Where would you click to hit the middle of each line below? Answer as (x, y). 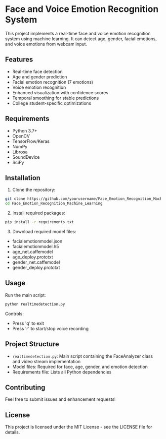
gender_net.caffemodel (36, 262)
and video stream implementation (46, 361)
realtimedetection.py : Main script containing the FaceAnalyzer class (83, 356)
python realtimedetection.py (35, 304)
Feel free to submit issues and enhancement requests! (61, 399)
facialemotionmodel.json (37, 241)
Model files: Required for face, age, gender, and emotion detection (80, 367)
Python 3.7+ (25, 130)
